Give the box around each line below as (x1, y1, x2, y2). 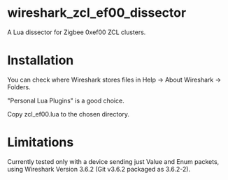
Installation (7, 52, 74, 68)
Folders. (7, 82, 31, 91)
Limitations (7, 135, 74, 151)
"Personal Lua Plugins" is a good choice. (7, 96, 124, 105)
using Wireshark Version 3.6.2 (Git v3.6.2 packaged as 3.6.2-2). (7, 165, 191, 173)
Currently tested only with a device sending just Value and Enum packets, (7, 157, 220, 165)
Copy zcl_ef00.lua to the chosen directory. (7, 110, 130, 118)
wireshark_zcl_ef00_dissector (7, 5, 187, 21)
